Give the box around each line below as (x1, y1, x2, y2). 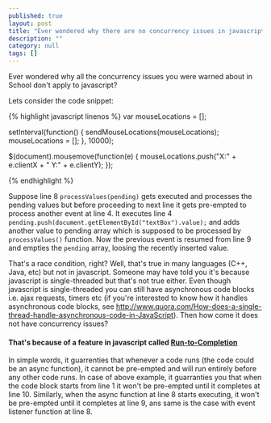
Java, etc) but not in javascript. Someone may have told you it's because (8, 268, 250, 277)
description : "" (8, 34, 63, 43)
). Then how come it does (173, 311, 258, 319)
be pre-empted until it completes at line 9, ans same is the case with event (8, 398, 256, 408)
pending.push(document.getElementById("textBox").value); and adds (8, 218, 240, 226)
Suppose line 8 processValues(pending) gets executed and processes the (8, 192, 252, 201)
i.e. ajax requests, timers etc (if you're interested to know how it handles (8, 293, 248, 302)
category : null (8, 42, 60, 50)
